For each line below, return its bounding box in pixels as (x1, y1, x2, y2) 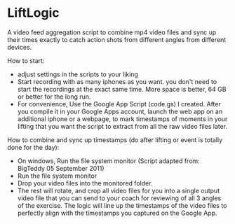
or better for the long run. (17, 92, 91, 101)
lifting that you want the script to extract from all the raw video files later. (17, 122, 228, 130)
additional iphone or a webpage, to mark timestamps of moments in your (17, 114, 228, 123)
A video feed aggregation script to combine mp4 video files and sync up (7, 28, 217, 36)
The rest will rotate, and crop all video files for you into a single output (17, 186, 220, 195)
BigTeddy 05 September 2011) (17, 164, 105, 172)
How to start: (7, 56, 45, 64)
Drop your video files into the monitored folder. (17, 178, 153, 187)
